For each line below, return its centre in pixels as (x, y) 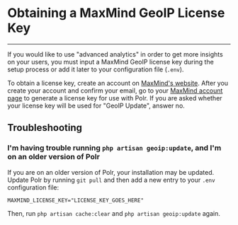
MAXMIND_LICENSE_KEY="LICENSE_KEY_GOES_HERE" (75, 200)
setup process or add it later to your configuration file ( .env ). (96, 69)
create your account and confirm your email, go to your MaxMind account (115, 91)
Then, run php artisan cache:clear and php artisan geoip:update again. (114, 213)
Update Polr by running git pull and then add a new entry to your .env (111, 180)
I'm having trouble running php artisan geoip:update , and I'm (114, 148)
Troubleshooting (45, 128)
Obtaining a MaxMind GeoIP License (116, 13)
